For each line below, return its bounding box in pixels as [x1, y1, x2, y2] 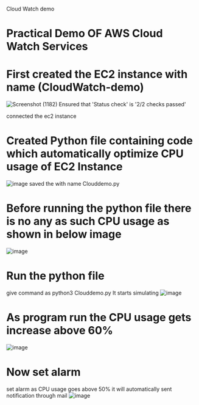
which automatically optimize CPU [6, 147, 184, 161]
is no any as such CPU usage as [6, 214, 170, 228]
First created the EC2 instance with [6, 67, 188, 81]
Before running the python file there [6, 202, 192, 216]
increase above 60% [6, 324, 114, 338]
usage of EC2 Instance [6, 160, 123, 173]
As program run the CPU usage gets [6, 311, 192, 324]
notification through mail [6, 392, 68, 399]
